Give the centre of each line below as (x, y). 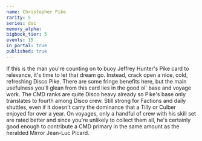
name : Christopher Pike (36, 12)
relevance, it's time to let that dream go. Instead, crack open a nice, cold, (97, 75)
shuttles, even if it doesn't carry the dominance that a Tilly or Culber (91, 107)
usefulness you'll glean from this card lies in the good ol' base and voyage (99, 88)
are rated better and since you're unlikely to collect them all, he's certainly (99, 120)
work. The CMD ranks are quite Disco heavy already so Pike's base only (96, 94)
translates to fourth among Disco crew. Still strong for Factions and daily (96, 100)
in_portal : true (27, 46)
